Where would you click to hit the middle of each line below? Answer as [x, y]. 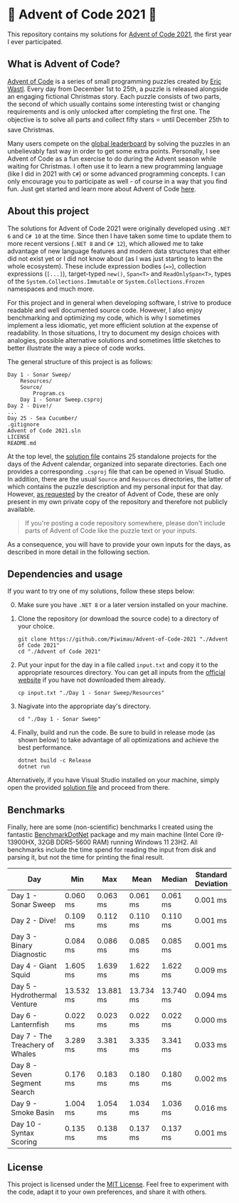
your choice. [36, 626]
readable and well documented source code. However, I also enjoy [105, 310]
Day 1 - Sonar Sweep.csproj [62, 400]
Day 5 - [24, 986]
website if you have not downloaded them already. [91, 680]
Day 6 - [24, 1016]
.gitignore [23, 424]
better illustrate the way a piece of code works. [76, 348]
